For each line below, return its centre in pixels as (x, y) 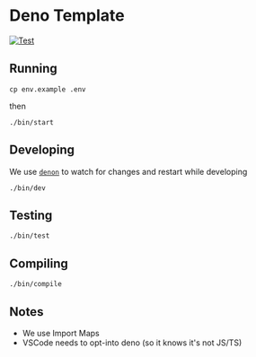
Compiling (39, 263)
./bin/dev (28, 188)
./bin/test (30, 236)
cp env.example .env (48, 89)
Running (34, 69)
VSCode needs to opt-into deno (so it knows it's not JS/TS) (132, 343)
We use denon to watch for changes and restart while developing (128, 171)
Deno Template (67, 16)
